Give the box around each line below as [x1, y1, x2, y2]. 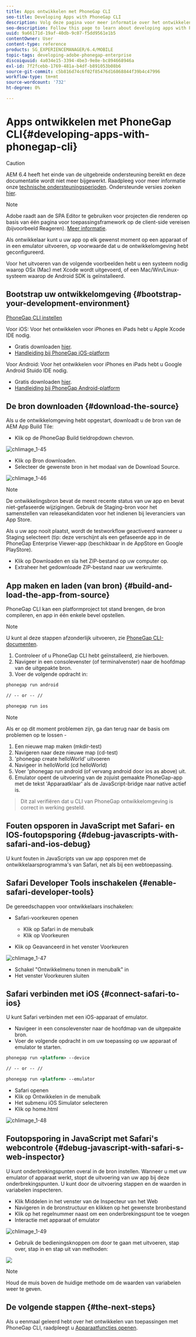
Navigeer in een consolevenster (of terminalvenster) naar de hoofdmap [14, 658, 185, 665]
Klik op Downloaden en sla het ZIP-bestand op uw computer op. [14, 557, 169, 564]
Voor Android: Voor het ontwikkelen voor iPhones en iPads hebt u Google [6, 360, 182, 368]
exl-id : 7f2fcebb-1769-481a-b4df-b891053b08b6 [6, 63, 121, 69]
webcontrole [6, 1143, 54, 1153]
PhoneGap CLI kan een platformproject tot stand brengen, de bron [6, 605, 166, 613]
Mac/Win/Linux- [140, 266, 180, 273]
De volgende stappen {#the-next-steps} [6, 1302, 156, 1312]
